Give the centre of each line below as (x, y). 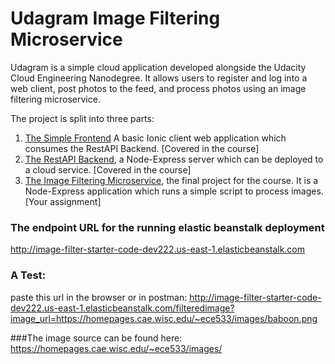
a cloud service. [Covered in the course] (108, 169)
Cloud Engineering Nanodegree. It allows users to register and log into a (159, 78)
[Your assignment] (63, 201)
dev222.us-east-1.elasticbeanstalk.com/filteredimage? (122, 308)
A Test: (28, 275)
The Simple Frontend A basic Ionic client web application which (155, 138)
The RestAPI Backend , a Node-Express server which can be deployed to (174, 159)
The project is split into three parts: (82, 118)
